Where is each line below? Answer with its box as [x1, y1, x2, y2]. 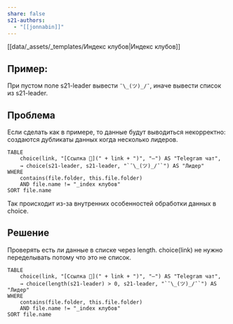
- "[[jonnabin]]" [13, 23, 65, 30]
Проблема [7, 109, 56, 121]
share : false [7, 10, 46, 18]
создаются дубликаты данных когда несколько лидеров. [7, 135, 178, 144]
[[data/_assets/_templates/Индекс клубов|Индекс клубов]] [7, 43, 181, 51]
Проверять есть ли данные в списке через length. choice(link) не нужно [7, 245, 223, 254]
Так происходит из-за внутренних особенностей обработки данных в [7, 199, 216, 208]
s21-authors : [7, 17, 46, 24]
